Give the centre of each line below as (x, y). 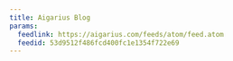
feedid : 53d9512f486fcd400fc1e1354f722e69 (98, 43)
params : (24, 26)
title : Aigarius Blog (50, 17)
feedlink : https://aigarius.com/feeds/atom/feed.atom (121, 34)
